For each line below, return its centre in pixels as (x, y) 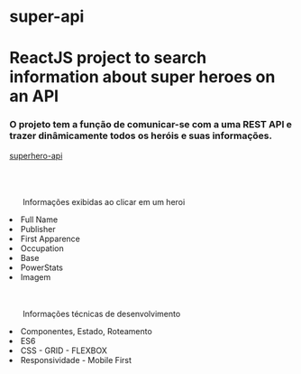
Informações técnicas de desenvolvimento (101, 313)
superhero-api (36, 155)
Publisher (38, 229)
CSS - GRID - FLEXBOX (64, 351)
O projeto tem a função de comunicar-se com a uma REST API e (151, 125)
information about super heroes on (142, 77)
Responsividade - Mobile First (77, 360)
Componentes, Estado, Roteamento (87, 331)
